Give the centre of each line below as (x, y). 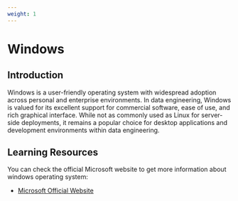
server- (212, 115)
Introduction (36, 75)
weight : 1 (22, 14)
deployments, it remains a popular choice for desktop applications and (124, 122)
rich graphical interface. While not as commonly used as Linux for (104, 115)
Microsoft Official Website (55, 191)
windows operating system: (48, 177)
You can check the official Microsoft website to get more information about (117, 169)
